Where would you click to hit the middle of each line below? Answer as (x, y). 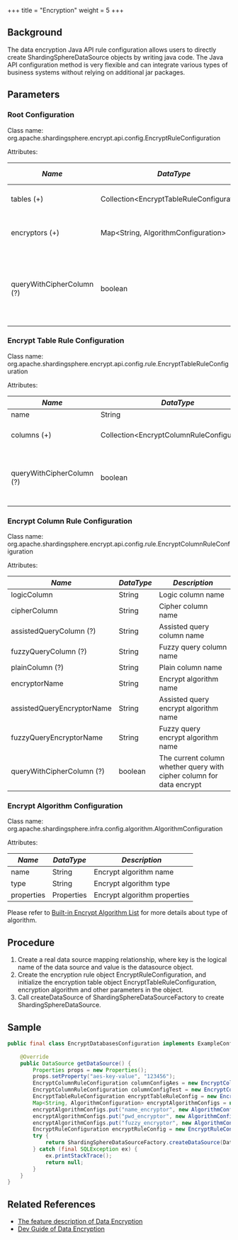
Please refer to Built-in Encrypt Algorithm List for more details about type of (118, 913)
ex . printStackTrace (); (79, 1156)
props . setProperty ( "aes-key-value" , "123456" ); (104, 1077)
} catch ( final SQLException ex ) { (85, 1149)
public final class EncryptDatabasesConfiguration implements (101, 1044)
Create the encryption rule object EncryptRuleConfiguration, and (112, 975)
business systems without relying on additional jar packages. (96, 72)
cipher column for (188, 776)
